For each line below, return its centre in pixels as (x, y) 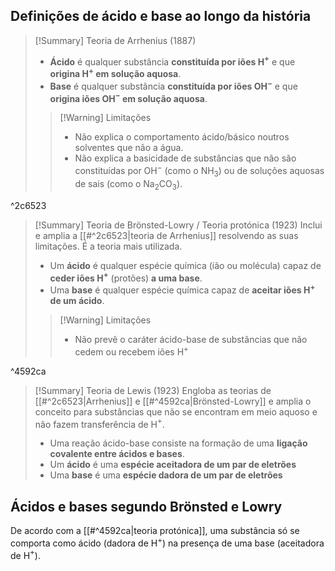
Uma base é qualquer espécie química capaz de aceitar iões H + (182, 289)
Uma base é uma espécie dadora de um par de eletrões (166, 475)
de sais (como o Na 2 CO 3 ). (128, 184)
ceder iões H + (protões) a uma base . (126, 277)
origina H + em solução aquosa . (115, 73)
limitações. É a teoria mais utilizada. (108, 246)
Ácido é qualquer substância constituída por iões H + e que (172, 61)
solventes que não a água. (129, 148)
